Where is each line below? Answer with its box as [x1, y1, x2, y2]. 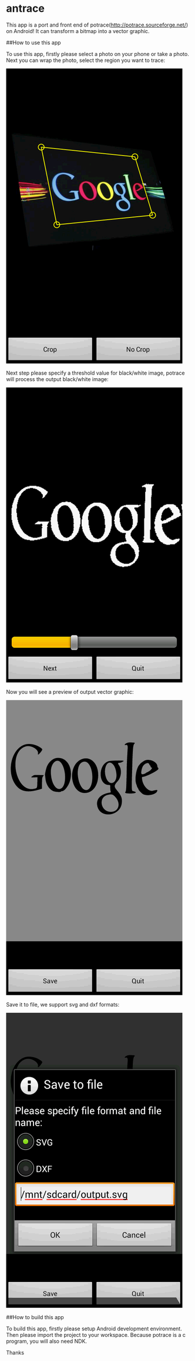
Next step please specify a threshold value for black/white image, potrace [6, 369, 185, 376]
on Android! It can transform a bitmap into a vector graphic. [6, 27, 150, 34]
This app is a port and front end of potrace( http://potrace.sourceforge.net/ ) [6, 21, 189, 28]
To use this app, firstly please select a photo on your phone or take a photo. [6, 50, 189, 57]
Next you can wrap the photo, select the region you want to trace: [6, 57, 166, 64]
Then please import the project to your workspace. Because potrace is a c [6, 1331, 186, 1338]
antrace [6, 2, 45, 15]
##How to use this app [6, 39, 61, 46]
